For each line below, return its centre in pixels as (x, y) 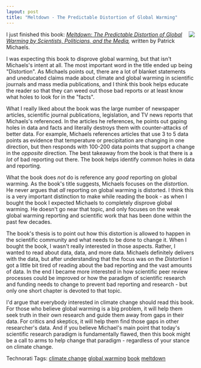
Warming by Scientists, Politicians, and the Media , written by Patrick (91, 41)
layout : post (22, 12)
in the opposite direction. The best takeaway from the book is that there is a (99, 153)
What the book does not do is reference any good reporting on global (92, 177)
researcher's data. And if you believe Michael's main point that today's (93, 327)
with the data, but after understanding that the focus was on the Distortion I (99, 258)
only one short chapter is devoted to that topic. (64, 290)
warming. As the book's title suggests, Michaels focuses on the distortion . (98, 184)
